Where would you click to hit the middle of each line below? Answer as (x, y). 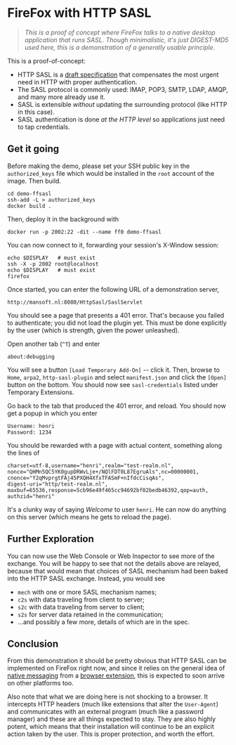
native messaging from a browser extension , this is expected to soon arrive (116, 675)
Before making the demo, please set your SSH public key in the (99, 166)
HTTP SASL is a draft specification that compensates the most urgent (118, 74)
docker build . (29, 206)
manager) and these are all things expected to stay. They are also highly (112, 719)
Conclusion (33, 643)
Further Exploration (51, 539)
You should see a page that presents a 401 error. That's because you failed (116, 315)
